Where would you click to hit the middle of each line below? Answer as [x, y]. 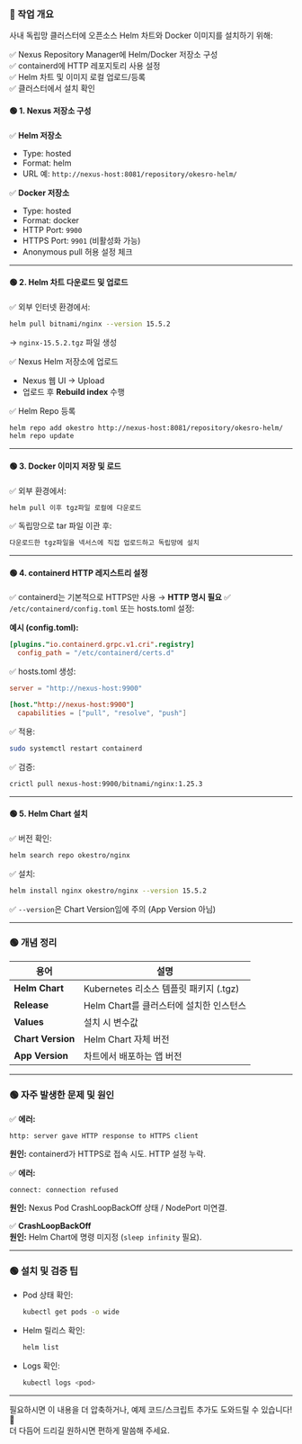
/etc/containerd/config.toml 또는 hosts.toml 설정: [102, 608]
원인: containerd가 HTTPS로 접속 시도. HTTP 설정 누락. [108, 1154]
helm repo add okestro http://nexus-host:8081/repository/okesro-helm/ [146, 428]
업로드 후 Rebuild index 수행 [74, 391]
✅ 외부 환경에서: [38, 490]
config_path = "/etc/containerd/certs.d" [96, 653]
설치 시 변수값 [111, 1022]
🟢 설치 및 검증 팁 [44, 1271]
